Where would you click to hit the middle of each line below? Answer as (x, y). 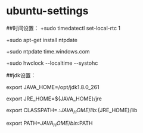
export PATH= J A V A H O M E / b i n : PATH (50, 124)
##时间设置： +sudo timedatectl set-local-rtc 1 (63, 28)
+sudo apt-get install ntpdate (42, 40)
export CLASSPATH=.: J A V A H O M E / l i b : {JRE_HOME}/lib (72, 111)
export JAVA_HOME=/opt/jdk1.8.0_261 (53, 87)
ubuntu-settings (47, 11)
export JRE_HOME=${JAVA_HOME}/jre (54, 99)
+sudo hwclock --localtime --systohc (52, 63)
